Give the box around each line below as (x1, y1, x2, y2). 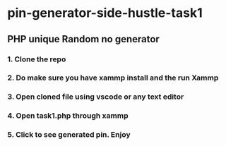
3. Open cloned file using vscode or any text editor (7, 92, 184, 102)
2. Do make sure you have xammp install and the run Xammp (7, 73, 219, 83)
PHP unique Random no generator (7, 33, 160, 45)
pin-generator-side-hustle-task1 (7, 5, 203, 21)
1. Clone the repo (7, 54, 66, 64)
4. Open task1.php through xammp (7, 111, 129, 121)
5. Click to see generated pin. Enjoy (7, 130, 131, 140)
